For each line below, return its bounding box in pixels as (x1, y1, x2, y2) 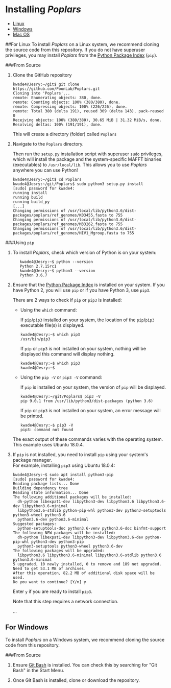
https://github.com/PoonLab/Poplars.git (12, 86, 100, 91)
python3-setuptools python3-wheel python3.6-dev (17, 543, 123, 549)
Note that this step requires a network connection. (12, 598, 119, 604)
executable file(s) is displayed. (20, 322, 85, 328)
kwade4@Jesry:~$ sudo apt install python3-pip (12, 472, 114, 477)
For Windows (5, 623, 48, 632)
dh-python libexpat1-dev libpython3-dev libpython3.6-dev (17, 535, 143, 540)
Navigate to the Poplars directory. (12, 140, 84, 147)
